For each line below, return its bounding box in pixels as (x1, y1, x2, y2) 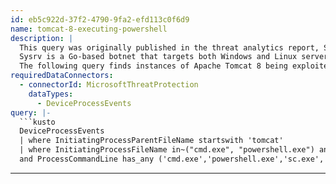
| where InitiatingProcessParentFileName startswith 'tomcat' (19, 136, 284, 146)
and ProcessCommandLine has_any (19, 154, 155, 164)
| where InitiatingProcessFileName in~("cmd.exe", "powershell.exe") (19, 145, 315, 155)
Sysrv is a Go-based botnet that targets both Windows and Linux (19, 52, 298, 62)
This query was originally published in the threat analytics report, (19, 42, 320, 53)
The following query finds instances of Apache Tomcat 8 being (19, 61, 288, 71)
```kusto (19, 117, 56, 127)
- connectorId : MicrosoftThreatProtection (19, 80, 199, 90)
